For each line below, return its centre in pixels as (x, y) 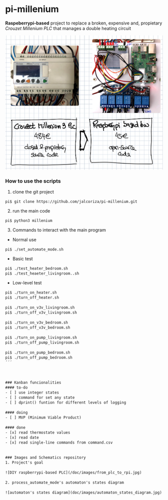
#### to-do (16, 388)
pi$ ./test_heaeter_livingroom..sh (42, 273)
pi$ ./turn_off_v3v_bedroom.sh (38, 328)
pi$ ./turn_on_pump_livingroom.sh (41, 338)
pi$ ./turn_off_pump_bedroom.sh (39, 358)
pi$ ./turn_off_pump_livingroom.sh (42, 343)
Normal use (24, 240)
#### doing (16, 413)
